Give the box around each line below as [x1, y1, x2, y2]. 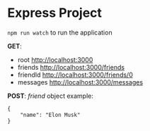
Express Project [7, 5, 103, 21]
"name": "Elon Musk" [20, 111, 81, 118]
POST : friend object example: [7, 92, 93, 100]
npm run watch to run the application [7, 28, 112, 37]
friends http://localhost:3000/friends [17, 63, 125, 71]
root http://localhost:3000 [17, 55, 93, 64]
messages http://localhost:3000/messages [17, 77, 144, 86]
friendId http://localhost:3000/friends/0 [17, 70, 133, 79]
